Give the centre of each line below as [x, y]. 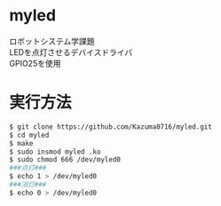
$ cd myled [29, 135]
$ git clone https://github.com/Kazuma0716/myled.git [111, 127]
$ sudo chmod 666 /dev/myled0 [65, 160]
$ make [21, 143]
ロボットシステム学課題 [52, 41]
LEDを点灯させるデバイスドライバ [71, 52]
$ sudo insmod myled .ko [55, 152]
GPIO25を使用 [35, 63]
